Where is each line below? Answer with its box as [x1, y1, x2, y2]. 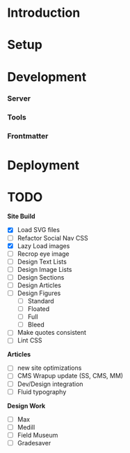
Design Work [7, 401, 46, 410]
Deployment [7, 157, 80, 173]
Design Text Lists [17, 257, 67, 266]
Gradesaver [17, 438, 51, 447]
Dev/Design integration [17, 380, 83, 388]
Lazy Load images [17, 241, 70, 250]
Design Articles [17, 281, 61, 289]
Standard [27, 297, 54, 305]
